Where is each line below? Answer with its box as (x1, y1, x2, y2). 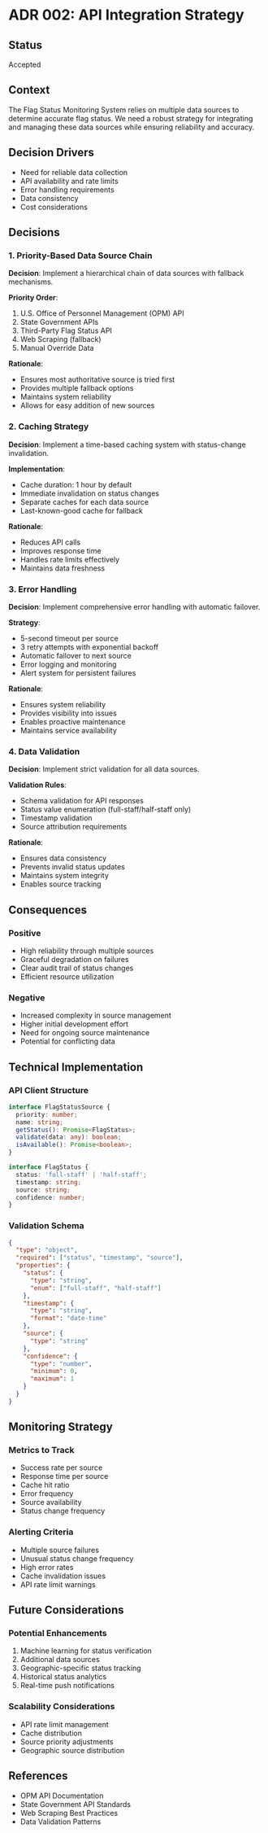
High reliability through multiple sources (19, 946, 154, 956)
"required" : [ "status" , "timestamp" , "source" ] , (15, 1253, 184, 1262)
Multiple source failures (19, 1545, 100, 1555)
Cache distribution (19, 1728, 83, 1738)
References (8, 1769, 68, 1783)
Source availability (19, 1498, 83, 1507)
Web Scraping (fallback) (19, 335, 102, 344)
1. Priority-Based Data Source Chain (8, 250, 153, 261)
